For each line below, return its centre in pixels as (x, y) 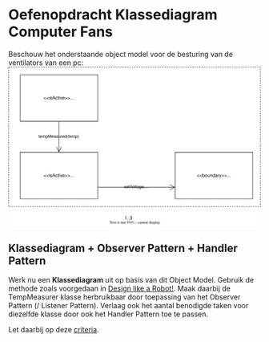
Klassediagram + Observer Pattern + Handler (123, 248)
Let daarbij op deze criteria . (54, 330)
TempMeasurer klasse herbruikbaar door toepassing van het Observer (124, 297)
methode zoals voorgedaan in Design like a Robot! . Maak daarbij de (119, 289)
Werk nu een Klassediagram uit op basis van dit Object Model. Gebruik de (131, 280)
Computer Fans (61, 32)
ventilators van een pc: (46, 63)
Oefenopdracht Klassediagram (113, 15)
